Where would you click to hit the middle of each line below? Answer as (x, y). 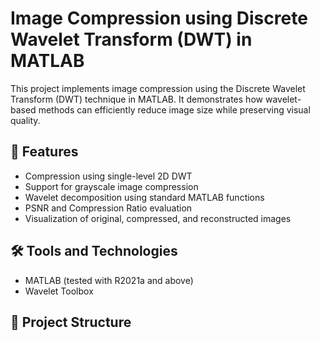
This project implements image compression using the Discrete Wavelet (158, 88)
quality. (25, 120)
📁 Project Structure (71, 322)
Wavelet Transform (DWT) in (131, 39)
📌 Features (44, 152)
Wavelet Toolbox (59, 291)
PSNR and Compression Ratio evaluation (108, 208)
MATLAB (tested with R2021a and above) (109, 280)
